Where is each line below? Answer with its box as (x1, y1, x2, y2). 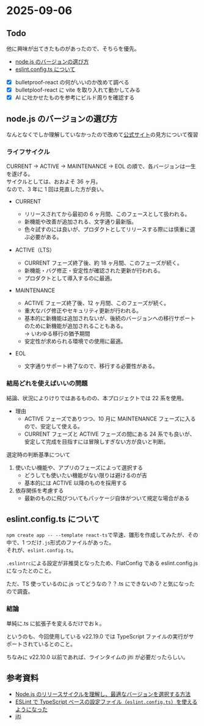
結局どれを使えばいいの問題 (6, 380, 88, 388)
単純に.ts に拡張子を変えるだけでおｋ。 (6, 620, 105, 627)
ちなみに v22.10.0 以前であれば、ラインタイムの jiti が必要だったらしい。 (6, 653, 189, 661)
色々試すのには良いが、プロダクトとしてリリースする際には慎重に (24, 226, 191, 233)
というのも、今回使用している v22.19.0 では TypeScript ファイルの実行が (6, 632, 189, 640)
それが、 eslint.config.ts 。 (6, 546, 78, 554)
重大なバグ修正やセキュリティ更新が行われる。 (24, 307, 142, 315)
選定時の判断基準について (6, 450, 71, 458)
